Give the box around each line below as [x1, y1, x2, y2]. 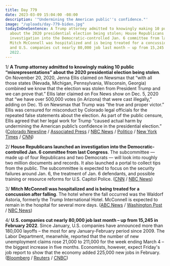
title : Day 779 [5, 7, 37, 13]
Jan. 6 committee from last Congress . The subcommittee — [28, 149, 155, 155]
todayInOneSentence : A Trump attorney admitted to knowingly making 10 [5, 26, 159, 31]
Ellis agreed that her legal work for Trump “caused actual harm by [5, 118, 142, 124]
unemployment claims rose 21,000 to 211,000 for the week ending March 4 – [5, 239, 164, 245]
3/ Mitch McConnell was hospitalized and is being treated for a [5, 185, 140, 192]
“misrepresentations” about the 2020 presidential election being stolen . [5, 69, 160, 75]
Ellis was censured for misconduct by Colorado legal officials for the [5, 107, 148, 113]
